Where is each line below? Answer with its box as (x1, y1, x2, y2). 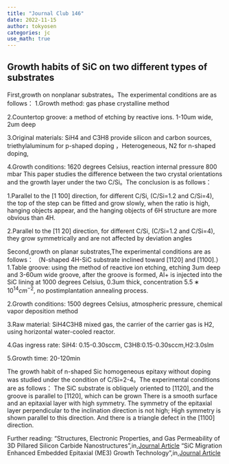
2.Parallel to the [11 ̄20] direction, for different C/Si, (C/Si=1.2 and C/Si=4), (7, 227, 215, 235)
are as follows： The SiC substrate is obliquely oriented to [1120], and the (7, 384, 214, 392)
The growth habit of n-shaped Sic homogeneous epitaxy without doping (7, 367, 211, 376)
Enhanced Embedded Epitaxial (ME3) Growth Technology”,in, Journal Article (7, 448, 221, 456)
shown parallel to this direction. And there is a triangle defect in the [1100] (7, 413, 215, 422)
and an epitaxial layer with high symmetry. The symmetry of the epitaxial (7, 399, 213, 407)
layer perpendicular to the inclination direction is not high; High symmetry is (7, 406, 221, 415)
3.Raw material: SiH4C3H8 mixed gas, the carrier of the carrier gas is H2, (7, 320, 215, 328)
